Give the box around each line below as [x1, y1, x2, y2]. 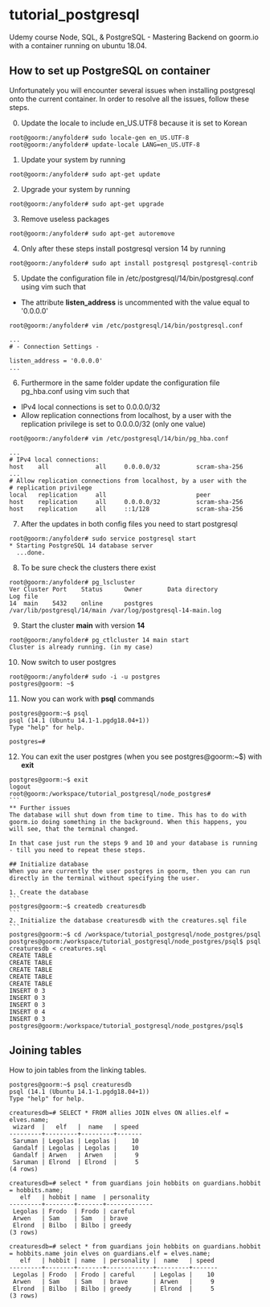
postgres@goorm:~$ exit [9, 776, 89, 784]
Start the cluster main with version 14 [20, 621, 145, 630]
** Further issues [9, 804, 71, 812]
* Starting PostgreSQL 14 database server [9, 541, 153, 550]
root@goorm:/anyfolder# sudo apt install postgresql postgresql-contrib [9, 259, 258, 267]
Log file [9, 592, 39, 600]
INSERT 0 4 [9, 1007, 46, 1016]
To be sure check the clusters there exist [20, 563, 156, 572]
